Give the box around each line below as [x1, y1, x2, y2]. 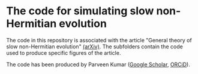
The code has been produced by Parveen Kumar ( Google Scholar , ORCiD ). [6, 61, 190, 68]
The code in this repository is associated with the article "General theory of [6, 36, 192, 44]
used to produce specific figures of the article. [6, 49, 121, 56]
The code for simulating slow [6, 4, 154, 18]
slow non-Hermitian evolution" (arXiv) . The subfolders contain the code [6, 43, 183, 50]
